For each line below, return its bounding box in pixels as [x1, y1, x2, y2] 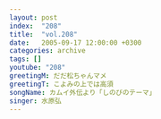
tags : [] [9, 55, 42, 64]
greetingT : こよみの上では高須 [9, 80, 114, 89]
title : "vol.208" [9, 30, 78, 38]
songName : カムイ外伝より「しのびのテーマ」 [9, 88, 157, 97]
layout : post [9, 13, 58, 22]
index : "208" [9, 21, 63, 30]
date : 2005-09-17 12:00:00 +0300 [9, 38, 142, 47]
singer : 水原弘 [9, 96, 62, 106]
